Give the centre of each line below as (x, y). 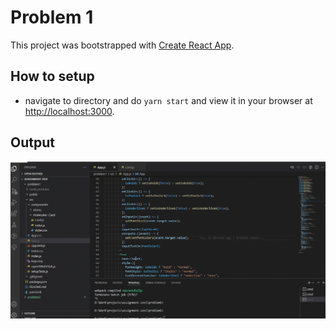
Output (32, 142)
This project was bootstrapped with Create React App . (122, 45)
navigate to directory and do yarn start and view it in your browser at (168, 100)
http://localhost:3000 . (69, 111)
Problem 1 (52, 17)
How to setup (52, 76)
